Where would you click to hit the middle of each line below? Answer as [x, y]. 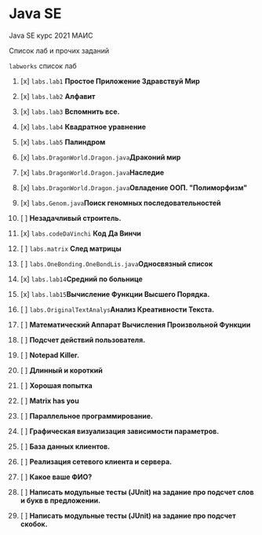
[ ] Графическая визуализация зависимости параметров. [120, 431]
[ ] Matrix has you [49, 401]
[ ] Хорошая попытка [56, 385]
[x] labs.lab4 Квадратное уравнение [83, 126]
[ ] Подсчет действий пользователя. [83, 339]
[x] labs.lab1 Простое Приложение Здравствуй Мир [110, 81]
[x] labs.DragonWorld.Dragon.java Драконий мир [100, 157]
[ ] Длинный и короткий [61, 370]
